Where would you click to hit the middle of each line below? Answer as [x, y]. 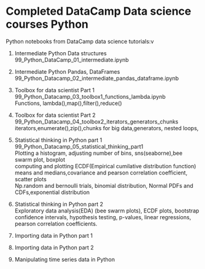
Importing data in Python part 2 [54, 248]
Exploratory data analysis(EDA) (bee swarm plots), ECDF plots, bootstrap [107, 211]
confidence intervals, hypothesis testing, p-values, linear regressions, [103, 217]
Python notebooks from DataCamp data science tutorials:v [80, 41]
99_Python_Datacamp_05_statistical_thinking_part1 [79, 146]
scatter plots [30, 179]
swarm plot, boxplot [40, 159]
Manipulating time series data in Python [65, 259]
